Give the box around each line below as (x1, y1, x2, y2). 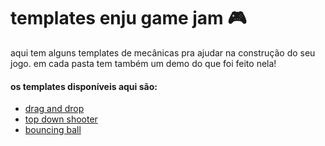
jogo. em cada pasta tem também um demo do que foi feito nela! (10, 57, 277, 69)
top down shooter (24, 113, 98, 125)
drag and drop (24, 103, 85, 115)
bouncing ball (24, 124, 82, 136)
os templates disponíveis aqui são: (10, 80, 158, 92)
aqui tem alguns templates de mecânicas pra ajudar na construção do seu (10, 46, 316, 59)
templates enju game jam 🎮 (10, 7, 247, 30)
